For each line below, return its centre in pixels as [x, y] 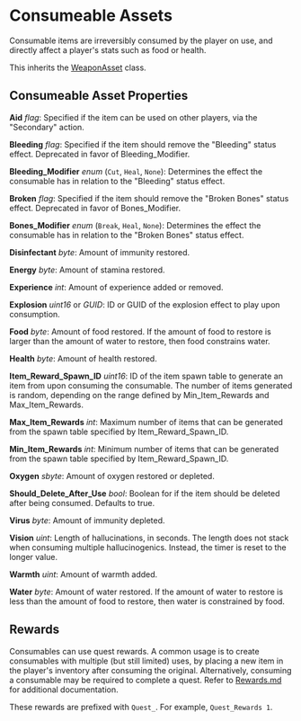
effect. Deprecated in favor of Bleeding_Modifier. [100, 154]
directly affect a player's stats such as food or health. [108, 49]
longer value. [34, 556]
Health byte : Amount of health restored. [83, 358]
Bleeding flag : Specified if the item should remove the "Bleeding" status [143, 144]
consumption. [35, 314]
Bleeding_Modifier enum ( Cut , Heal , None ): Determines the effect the [136, 171]
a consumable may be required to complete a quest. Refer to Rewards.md [146, 680]
